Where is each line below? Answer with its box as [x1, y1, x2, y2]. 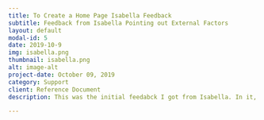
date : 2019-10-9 [8, 41, 62, 49]
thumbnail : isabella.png [8, 56, 90, 64]
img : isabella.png [8, 48, 69, 56]
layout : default [8, 26, 62, 34]
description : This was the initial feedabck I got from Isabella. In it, [8, 93, 258, 101]
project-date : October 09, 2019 [8, 71, 115, 79]
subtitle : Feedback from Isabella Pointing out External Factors [8, 19, 228, 27]
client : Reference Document [8, 85, 101, 94]
